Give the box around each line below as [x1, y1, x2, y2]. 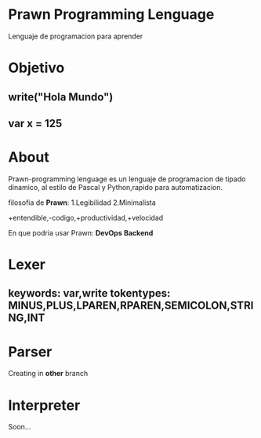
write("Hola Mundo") [8, 90, 114, 104]
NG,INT [8, 312, 45, 325]
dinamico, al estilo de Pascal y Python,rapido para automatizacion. [8, 182, 223, 192]
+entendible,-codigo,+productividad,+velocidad [8, 213, 164, 222]
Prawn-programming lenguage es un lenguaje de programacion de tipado [8, 174, 246, 184]
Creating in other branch [8, 369, 89, 378]
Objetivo [8, 59, 65, 77]
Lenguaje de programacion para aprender [8, 31, 143, 41]
